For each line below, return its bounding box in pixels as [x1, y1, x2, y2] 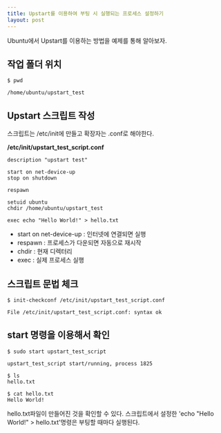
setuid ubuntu [7, 199, 48, 206]
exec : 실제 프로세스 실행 [17, 256, 84, 264]
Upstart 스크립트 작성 [7, 110, 95, 122]
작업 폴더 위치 [7, 58, 62, 70]
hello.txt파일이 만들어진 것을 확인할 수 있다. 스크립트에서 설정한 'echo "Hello [7, 409, 214, 418]
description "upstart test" [7, 157, 88, 164]
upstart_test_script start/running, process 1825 [7, 360, 153, 367]
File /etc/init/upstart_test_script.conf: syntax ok [7, 309, 162, 316]
